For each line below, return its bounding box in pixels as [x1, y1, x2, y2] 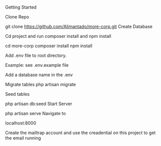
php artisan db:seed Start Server [5, 101, 72, 107]
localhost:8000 [5, 120, 36, 126]
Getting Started [5, 4, 37, 10]
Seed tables [5, 91, 30, 97]
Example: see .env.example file [5, 62, 69, 68]
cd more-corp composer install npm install [5, 43, 93, 49]
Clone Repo [5, 14, 29, 19]
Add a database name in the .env [5, 72, 73, 78]
